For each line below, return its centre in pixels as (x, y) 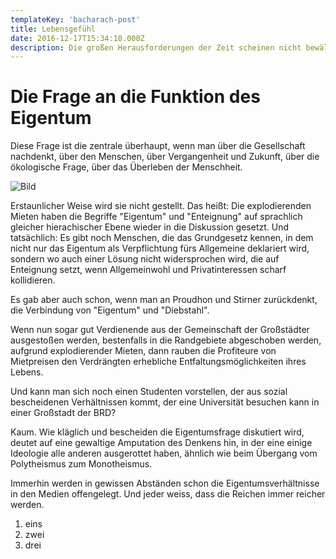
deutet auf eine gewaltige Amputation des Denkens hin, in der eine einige (161, 443)
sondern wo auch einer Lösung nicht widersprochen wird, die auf (145, 259)
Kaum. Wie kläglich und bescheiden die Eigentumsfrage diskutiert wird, (157, 432)
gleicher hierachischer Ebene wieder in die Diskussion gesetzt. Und (150, 227)
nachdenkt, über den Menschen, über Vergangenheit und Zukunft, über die (165, 157)
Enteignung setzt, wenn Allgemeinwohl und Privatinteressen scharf (148, 270)
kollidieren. (33, 280)
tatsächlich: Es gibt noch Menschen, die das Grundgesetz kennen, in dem (162, 238)
